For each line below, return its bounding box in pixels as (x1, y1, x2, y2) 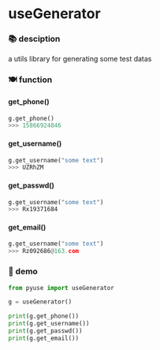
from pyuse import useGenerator (8, 284, 114, 292)
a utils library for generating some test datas (8, 54, 152, 64)
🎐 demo (8, 266, 38, 277)
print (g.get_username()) (8, 320, 90, 328)
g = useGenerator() (8, 298, 73, 306)
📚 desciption (8, 33, 61, 44)
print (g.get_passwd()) (8, 327, 83, 335)
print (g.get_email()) (8, 334, 80, 342)
